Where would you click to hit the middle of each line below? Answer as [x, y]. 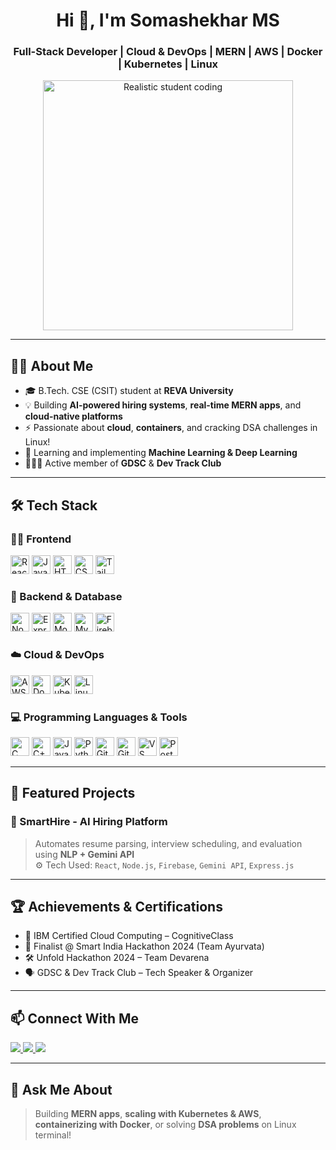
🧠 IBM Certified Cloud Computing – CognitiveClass [129, 936]
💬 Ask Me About [61, 1089]
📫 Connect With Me [75, 1018]
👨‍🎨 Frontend [41, 539]
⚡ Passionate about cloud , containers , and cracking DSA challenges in [171, 428]
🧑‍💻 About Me [52, 365]
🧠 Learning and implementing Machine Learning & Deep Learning [161, 453]
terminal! [53, 1135]
